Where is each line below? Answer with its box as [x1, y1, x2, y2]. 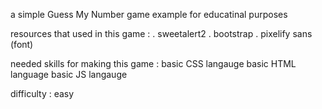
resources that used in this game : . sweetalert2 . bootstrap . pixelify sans [10, 28, 313, 39]
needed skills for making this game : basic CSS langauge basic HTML [10, 58, 297, 69]
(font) [10, 39, 34, 50]
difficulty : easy [10, 88, 75, 99]
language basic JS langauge [10, 69, 128, 80]
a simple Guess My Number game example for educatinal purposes [10, 9, 288, 20]
